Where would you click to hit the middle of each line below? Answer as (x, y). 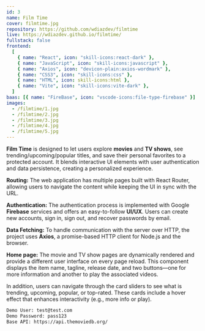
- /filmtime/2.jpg (35, 114)
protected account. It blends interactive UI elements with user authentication (103, 162)
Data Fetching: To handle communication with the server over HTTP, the (98, 230)
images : (16, 103)
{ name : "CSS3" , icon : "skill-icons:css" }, (75, 75)
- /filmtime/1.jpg (35, 109)
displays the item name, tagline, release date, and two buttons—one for (96, 268)
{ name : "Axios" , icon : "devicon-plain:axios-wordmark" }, (94, 69)
